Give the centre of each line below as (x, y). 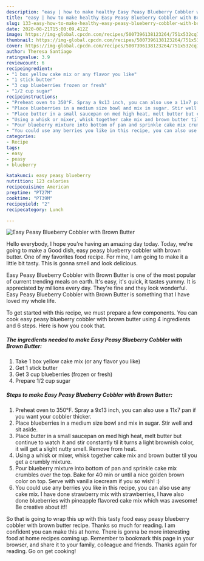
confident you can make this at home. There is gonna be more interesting (98, 532)
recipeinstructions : (32, 97)
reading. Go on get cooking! (41, 551)
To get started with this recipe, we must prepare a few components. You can (102, 313)
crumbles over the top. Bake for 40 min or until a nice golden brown (100, 475)
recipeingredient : (29, 68)
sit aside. (26, 430)
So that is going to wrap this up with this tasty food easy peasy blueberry (98, 519)
